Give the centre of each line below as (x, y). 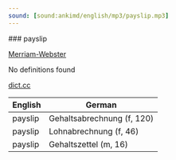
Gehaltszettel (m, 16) (89, 144)
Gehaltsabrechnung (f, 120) (101, 118)
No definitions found (42, 70)
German (101, 105)
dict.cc (20, 85)
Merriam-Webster (37, 54)
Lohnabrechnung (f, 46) (94, 131)
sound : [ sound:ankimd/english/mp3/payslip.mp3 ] (89, 16)
